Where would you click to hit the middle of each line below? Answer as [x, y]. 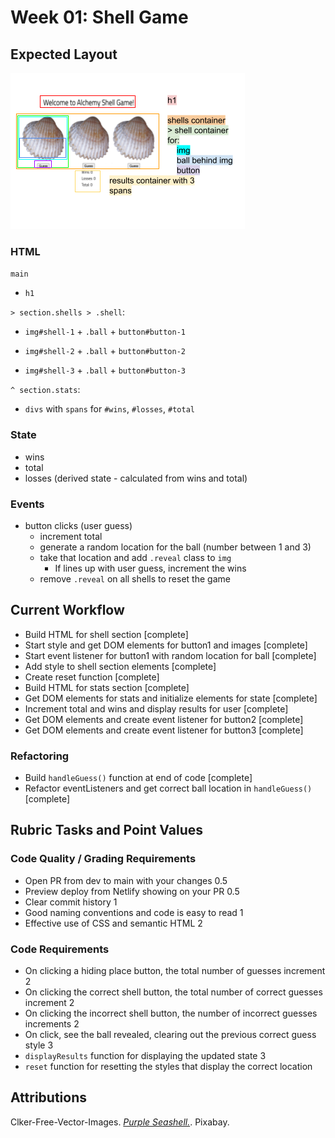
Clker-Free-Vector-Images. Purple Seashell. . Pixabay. [120, 1122]
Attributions [49, 1097]
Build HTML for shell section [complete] [106, 634]
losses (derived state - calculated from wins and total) [136, 478]
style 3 [39, 1045]
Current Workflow [67, 610]
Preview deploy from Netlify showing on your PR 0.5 [132, 891]
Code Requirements [60, 949]
